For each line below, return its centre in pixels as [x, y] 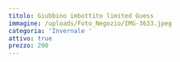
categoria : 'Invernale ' [50, 31]
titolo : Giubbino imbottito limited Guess [81, 16]
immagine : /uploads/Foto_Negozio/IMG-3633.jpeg [90, 23]
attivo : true [30, 38]
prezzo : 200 [28, 46]
